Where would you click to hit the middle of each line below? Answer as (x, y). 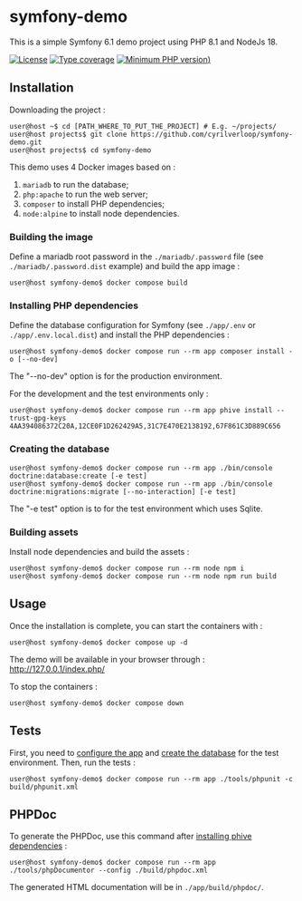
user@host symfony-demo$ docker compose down (96, 703)
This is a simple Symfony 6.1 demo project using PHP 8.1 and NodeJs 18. (144, 42)
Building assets (44, 532)
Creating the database (60, 449)
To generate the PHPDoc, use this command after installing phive (131, 837)
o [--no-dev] (34, 360)
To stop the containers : (53, 686)
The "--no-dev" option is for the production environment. (116, 376)
